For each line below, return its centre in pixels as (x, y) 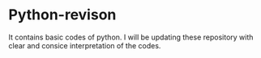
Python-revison (62, 15)
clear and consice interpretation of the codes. (85, 45)
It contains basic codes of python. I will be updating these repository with (131, 37)
